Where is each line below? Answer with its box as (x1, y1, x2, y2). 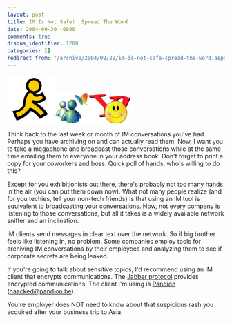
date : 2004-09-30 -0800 (7, 25, 76, 32)
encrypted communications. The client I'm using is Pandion (7, 280, 176, 288)
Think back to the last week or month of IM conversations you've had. (7, 129, 206, 138)
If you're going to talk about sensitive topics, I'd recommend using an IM (7, 265, 213, 273)
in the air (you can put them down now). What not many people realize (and (7, 187, 222, 196)
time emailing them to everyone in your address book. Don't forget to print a (7, 152, 223, 160)
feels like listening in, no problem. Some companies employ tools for (7, 237, 202, 245)
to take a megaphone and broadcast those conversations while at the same (7, 145, 222, 153)
